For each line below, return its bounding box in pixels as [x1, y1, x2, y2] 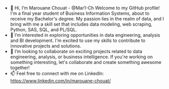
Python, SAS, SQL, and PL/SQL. [10, 27, 77, 33]
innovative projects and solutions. [10, 43, 81, 49]
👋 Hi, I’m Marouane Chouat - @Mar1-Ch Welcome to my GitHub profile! [10, 5, 160, 11]
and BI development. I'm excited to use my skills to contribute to [10, 37, 145, 43]
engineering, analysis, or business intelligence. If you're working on [10, 54, 153, 60]
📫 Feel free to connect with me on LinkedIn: [10, 71, 104, 76]
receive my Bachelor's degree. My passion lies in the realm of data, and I [10, 16, 164, 21]
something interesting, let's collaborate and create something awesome [10, 59, 162, 65]
